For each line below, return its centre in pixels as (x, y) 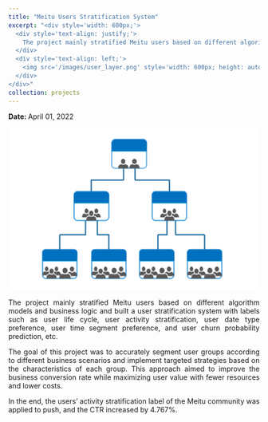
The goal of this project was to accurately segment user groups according (134, 352)
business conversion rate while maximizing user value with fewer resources (134, 377)
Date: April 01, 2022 (41, 116)
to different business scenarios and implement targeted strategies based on (134, 361)
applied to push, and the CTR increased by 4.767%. (93, 410)
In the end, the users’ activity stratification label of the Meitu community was (134, 401)
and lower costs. (35, 386)
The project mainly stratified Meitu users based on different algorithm (134, 302)
